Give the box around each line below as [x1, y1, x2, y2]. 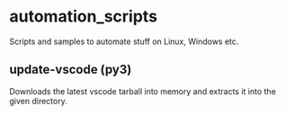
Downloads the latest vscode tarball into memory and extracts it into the [9, 85, 277, 96]
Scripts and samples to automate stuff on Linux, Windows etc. [9, 36, 239, 47]
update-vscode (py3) [9, 62, 132, 77]
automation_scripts [9, 6, 158, 27]
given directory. [9, 95, 67, 106]
